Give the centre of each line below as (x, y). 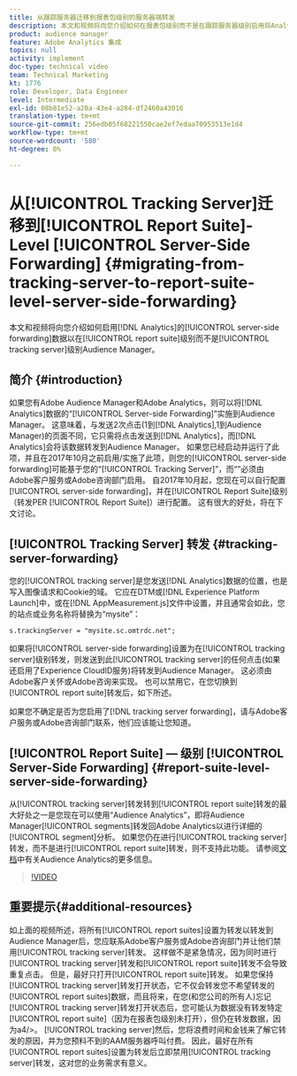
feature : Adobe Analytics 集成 (65, 42)
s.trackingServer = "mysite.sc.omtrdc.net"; (92, 631)
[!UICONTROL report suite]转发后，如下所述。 (93, 693)
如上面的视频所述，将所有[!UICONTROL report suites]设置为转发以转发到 (141, 930)
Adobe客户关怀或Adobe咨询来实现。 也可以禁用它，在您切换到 (123, 682)
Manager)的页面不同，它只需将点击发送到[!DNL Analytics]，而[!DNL (133, 436)
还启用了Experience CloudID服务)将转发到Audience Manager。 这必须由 (141, 670)
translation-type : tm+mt (55, 116)
